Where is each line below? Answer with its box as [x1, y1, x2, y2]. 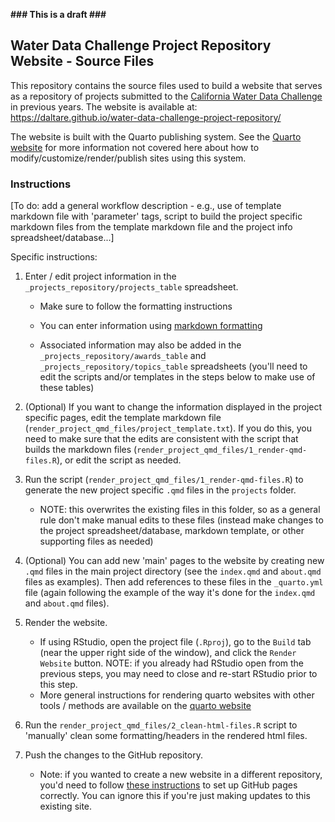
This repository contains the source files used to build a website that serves [10, 79, 323, 91]
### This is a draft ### [10, 9, 107, 20]
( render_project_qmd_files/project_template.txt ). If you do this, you [24, 422, 313, 434]
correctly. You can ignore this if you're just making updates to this [39, 790, 311, 802]
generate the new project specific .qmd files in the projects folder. [24, 484, 297, 496]
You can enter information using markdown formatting [39, 320, 263, 332]
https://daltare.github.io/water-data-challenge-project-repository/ [10, 111, 282, 123]
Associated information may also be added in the [39, 339, 242, 351]
